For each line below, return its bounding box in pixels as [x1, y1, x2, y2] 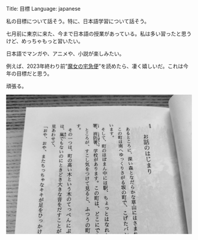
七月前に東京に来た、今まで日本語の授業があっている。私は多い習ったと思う [6, 30, 192, 37]
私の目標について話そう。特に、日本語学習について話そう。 [6, 18, 150, 25]
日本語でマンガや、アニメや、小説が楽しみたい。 [6, 50, 125, 57]
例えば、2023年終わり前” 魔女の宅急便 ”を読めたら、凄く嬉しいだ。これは [6, 63, 184, 70]
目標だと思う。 [16, 70, 53, 77]
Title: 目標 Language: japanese [6, 5, 81, 12]
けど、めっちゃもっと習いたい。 [6, 38, 84, 44]
